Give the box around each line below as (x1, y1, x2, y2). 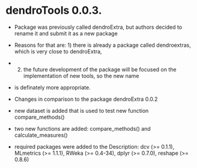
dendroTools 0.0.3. (5, 4, 103, 17)
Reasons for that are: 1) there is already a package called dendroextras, (14, 41, 192, 49)
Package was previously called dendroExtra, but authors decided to (14, 23, 183, 31)
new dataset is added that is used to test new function (14, 107, 149, 114)
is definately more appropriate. (14, 83, 91, 91)
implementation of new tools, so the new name (23, 72, 139, 79)
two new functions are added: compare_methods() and (14, 125, 151, 132)
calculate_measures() (14, 131, 68, 139)
